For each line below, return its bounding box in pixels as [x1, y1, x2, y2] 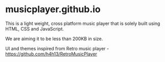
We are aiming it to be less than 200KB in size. [5, 36, 103, 42]
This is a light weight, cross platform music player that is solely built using [5, 20, 160, 26]
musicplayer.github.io [5, 4, 101, 15]
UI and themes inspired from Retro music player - [5, 45, 109, 51]
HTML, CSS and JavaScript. [5, 25, 64, 32]
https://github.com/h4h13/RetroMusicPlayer [5, 51, 98, 57]
